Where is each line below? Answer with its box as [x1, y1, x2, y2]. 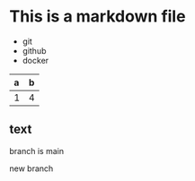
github [22, 45, 47, 56]
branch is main [9, 145, 65, 156]
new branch [9, 163, 54, 174]
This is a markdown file [9, 6, 186, 27]
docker [22, 55, 49, 65]
